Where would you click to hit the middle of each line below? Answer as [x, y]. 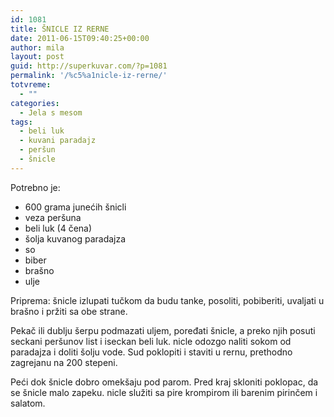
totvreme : [31, 85]
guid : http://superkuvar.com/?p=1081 [89, 66]
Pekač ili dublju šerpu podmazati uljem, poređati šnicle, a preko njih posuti [163, 330]
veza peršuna [53, 217]
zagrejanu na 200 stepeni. [64, 362]
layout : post [37, 57]
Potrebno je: [35, 187]
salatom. [28, 403]
